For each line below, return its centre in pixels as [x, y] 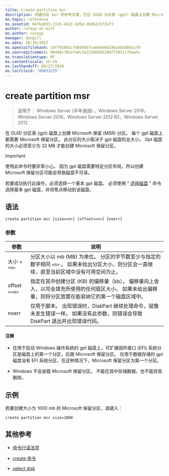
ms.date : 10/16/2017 [27, 43]
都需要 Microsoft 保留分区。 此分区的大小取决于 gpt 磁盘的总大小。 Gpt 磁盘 [84, 139]
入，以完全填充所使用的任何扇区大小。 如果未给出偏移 [94, 289]
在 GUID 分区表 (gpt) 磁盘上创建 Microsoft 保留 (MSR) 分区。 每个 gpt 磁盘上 [84, 133]
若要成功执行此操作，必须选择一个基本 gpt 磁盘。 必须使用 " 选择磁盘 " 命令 [83, 183]
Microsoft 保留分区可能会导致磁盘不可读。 [49, 172]
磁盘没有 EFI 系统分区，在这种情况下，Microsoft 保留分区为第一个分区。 [87, 361]
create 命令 [24, 458]
